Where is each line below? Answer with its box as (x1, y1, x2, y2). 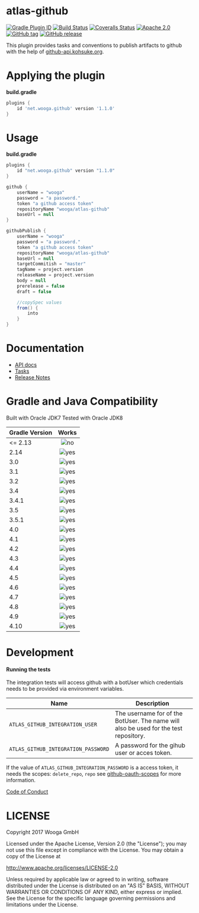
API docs (14, 361, 37, 368)
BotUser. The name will (115, 717, 179, 725)
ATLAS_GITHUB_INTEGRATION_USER (9, 721, 98, 728)
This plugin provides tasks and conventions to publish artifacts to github (6, 42, 182, 49)
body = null (17, 278, 46, 284)
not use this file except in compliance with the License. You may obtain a (6, 846, 184, 854)
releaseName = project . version (17, 272, 94, 278)
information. (6, 777, 36, 784)
